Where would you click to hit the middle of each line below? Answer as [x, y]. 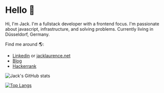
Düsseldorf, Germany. [28, 34]
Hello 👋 [20, 10]
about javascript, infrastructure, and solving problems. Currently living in [79, 29]
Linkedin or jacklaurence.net [41, 55]
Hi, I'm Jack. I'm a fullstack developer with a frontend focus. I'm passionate [82, 24]
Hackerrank [24, 66]
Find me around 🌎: [25, 44]
